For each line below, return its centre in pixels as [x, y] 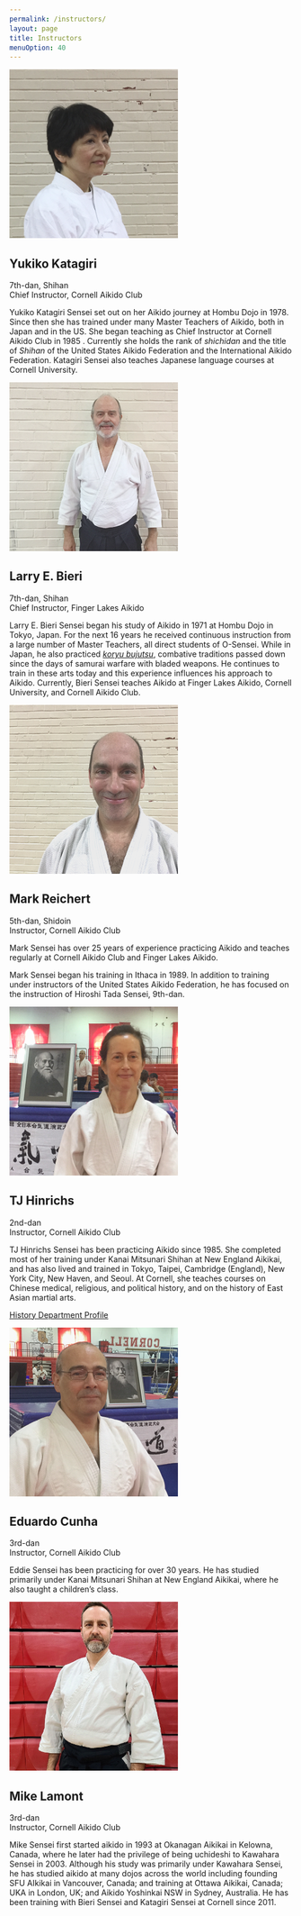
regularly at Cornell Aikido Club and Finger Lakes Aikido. [114, 957]
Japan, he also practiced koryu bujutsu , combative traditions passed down [147, 654]
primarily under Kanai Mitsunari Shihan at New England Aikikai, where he [144, 1580]
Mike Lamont [46, 1796]
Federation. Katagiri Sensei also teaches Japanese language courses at [142, 360]
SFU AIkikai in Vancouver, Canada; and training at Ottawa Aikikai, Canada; [146, 1884]
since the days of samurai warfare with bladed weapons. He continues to [145, 663]
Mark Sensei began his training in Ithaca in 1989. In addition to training [139, 975]
